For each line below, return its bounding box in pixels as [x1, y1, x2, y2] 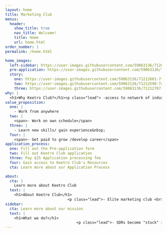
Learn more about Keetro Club [14, 183, 77, 188]
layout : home [5, 7, 32, 12]
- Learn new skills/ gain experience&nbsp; [14, 128, 106, 133]
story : [9, 72, 23, 77]
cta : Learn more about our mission [9, 206, 83, 211]
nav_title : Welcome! [14, 30, 57, 35]
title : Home [14, 35, 39, 40]
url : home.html [14, 40, 46, 45]
